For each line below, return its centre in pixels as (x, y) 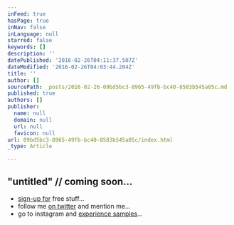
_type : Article (30, 147)
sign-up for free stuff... (51, 198)
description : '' (31, 54)
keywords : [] (27, 47)
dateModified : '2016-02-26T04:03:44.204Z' (71, 67)
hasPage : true (28, 21)
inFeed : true (27, 14)
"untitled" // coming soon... (70, 181)
